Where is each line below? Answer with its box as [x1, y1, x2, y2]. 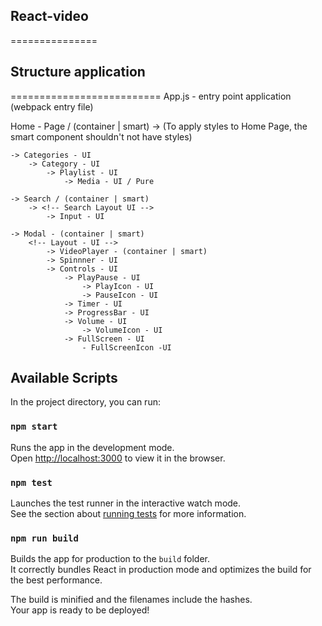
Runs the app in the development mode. [10, 441, 175, 453]
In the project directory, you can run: [10, 396, 161, 408]
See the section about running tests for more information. [10, 508, 247, 520]
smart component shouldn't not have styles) [10, 130, 193, 143]
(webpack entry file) [10, 100, 94, 113]
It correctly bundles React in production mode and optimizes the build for [10, 564, 312, 576]
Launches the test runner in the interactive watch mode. [10, 497, 242, 509]
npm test [10, 477, 53, 488]
